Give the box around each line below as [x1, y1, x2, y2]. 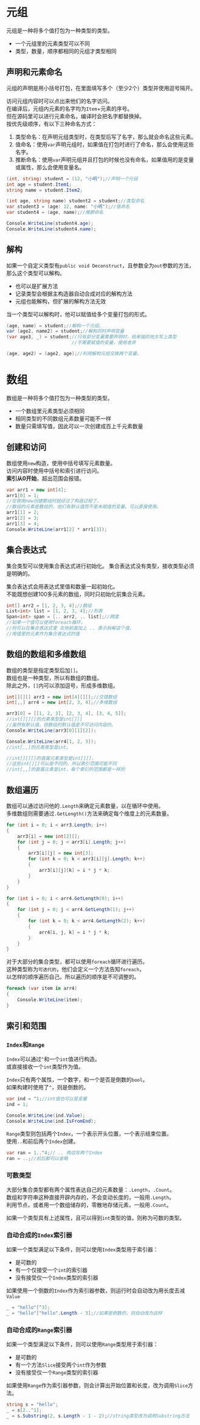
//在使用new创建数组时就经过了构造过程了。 [6, 498, 102, 504]
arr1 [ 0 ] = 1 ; [6, 492, 40, 498]
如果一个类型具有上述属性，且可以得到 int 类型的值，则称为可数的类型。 [6, 1214, 185, 1222]
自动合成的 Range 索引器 [6, 1326, 72, 1334]
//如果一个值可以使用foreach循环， [6, 620, 86, 626]
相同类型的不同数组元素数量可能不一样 [15, 415, 111, 422]
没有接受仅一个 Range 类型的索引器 [15, 1369, 98, 1376]
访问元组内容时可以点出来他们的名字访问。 [6, 97, 113, 104]
